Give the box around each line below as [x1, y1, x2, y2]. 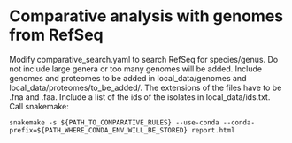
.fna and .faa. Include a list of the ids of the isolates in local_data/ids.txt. [9, 91, 271, 102]
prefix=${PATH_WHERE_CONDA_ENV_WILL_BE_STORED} [9, 125, 188, 134]
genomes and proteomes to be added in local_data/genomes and [9, 72, 247, 83]
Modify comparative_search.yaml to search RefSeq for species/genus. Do [9, 54, 279, 64]
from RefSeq [9, 25, 104, 45]
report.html [191, 125, 236, 134]
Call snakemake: [9, 101, 69, 111]
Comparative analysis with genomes [9, 6, 284, 26]
